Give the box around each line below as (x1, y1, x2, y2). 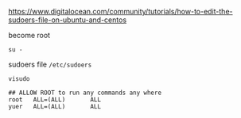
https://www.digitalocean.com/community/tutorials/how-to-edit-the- (8, 7, 233, 16)
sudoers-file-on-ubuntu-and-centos (8, 15, 127, 25)
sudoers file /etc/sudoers (8, 59, 92, 69)
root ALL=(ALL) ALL (8, 96, 102, 104)
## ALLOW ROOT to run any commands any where (8, 89, 161, 97)
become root (8, 31, 50, 40)
